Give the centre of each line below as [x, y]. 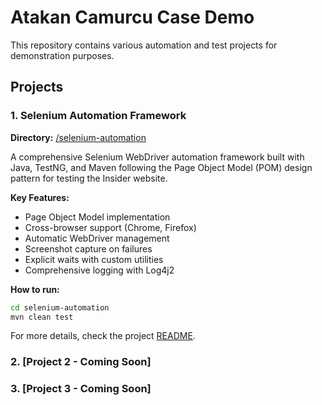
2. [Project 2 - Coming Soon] [81, 362]
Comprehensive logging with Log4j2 [99, 270]
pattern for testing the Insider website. [89, 178]
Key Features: [40, 197]
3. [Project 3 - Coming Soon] [81, 389]
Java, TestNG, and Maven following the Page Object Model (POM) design [161, 167]
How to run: [35, 289]
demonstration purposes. [62, 55]
